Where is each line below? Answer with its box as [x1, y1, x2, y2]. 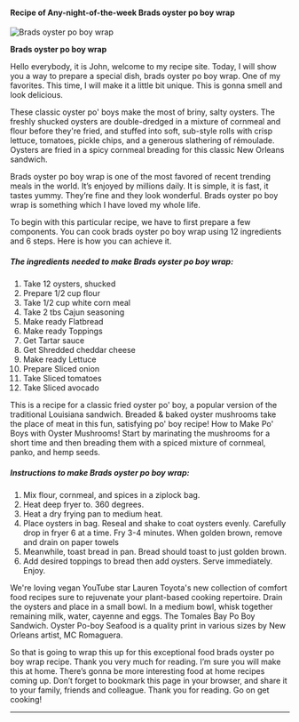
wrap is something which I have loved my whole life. [10, 200, 201, 211]
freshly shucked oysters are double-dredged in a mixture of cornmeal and [10, 116, 281, 127]
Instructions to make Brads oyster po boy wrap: [10, 467, 190, 477]
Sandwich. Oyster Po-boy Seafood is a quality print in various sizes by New [10, 621, 287, 631]
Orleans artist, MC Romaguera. [10, 630, 123, 640]
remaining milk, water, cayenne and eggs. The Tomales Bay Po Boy [10, 611, 256, 622]
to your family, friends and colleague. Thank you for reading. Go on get [10, 685, 270, 695]
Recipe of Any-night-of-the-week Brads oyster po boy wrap [10, 7, 236, 18]
